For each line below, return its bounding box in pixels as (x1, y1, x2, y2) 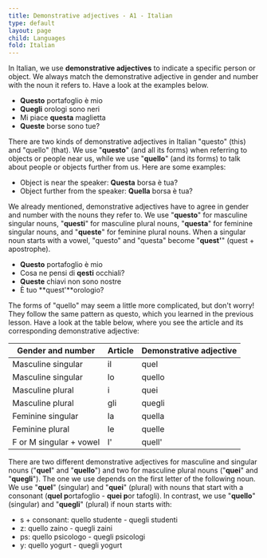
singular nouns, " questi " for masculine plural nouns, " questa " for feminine (8, 219, 253, 229)
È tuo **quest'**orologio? (19, 285, 104, 295)
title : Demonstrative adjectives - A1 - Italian (8, 11, 173, 20)
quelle (141, 424, 165, 435)
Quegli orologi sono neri (19, 105, 100, 114)
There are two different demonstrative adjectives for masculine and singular (8, 457, 257, 467)
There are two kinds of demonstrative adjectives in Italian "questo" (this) (8, 137, 246, 146)
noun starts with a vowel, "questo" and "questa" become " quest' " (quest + (8, 236, 255, 245)
